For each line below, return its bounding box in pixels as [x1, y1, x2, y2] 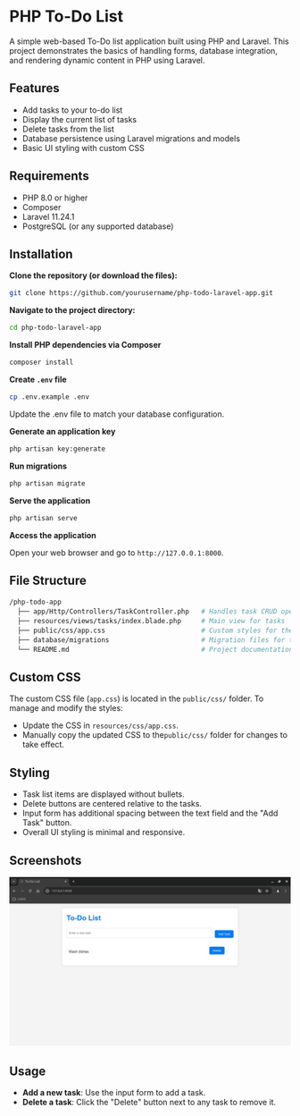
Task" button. [21, 817, 72, 828]
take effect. [21, 740, 65, 750]
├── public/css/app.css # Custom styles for [17, 626, 278, 635]
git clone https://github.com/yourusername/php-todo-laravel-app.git [9, 289, 274, 298]
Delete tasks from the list [21, 123, 114, 134]
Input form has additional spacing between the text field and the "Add [21, 807, 279, 819]
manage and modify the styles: [9, 703, 123, 714]
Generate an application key [9, 426, 116, 436]
